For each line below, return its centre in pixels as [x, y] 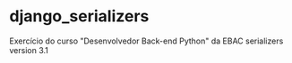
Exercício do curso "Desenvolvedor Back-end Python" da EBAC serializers [146, 41]
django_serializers [79, 16]
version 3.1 [29, 50]
